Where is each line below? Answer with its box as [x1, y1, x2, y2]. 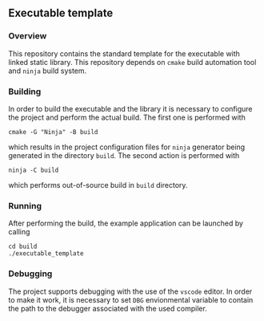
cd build [8, 242, 38, 251]
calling [8, 227, 30, 237]
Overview [8, 30, 47, 42]
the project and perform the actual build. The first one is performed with [8, 112, 246, 122]
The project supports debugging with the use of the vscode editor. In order [8, 286, 253, 296]
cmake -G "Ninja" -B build [8, 128, 98, 136]
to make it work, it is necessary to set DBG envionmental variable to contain [8, 295, 254, 304]
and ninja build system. [8, 66, 87, 75]
